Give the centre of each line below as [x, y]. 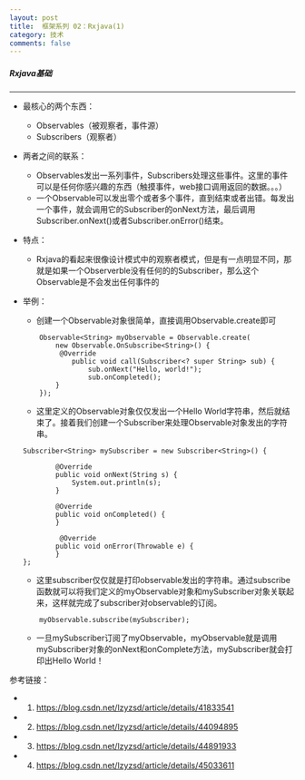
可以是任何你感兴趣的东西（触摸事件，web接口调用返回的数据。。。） [162, 187]
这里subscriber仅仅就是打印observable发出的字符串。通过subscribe [163, 580]
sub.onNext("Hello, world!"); [145, 370]
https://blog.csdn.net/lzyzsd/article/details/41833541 [135, 707]
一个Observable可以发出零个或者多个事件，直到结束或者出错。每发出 [165, 198]
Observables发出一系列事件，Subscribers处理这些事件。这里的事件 [162, 175]
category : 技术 [37, 34]
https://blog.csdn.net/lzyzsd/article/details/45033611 [135, 765]
